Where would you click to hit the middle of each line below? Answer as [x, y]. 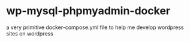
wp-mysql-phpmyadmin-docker [88, 11]
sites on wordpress [30, 33]
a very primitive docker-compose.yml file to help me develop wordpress [95, 27]
